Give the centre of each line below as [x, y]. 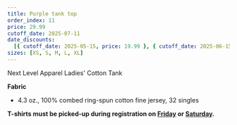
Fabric [17, 86]
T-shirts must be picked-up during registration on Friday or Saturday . [111, 114]
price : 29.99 [26, 27]
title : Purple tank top [42, 14]
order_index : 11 [31, 20]
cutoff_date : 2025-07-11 [44, 33]
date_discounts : [31, 40]
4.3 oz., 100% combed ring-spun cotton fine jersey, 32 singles [108, 100]
